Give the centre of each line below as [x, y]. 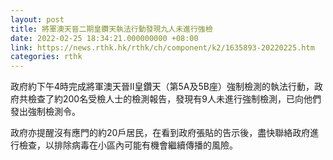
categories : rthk [46, 57]
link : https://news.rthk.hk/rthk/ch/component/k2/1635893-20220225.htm [162, 47]
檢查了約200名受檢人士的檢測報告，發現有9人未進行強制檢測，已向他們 [174, 99]
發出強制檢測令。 [45, 112]
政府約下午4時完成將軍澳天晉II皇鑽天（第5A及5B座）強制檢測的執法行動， [162, 87]
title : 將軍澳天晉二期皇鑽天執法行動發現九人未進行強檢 [111, 29]
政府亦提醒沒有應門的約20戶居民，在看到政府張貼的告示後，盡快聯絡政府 [160, 133]
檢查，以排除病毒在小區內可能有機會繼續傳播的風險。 [128, 145]
